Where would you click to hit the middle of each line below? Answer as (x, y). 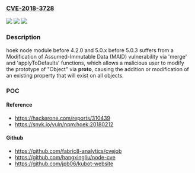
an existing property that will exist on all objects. (65, 75)
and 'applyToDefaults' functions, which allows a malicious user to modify (95, 63)
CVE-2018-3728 (30, 8)
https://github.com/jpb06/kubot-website (64, 164)
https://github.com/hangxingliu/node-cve (65, 157)
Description (23, 37)
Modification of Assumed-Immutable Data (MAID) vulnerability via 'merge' (97, 56)
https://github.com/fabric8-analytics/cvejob (68, 151)
